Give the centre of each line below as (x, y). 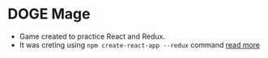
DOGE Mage (49, 14)
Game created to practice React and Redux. (92, 36)
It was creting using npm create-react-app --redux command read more (140, 44)
